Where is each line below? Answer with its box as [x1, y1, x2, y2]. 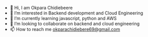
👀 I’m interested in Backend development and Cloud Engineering [10, 10, 143, 16]
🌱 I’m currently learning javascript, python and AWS [10, 15, 117, 21]
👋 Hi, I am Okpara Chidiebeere [10, 5, 73, 10]
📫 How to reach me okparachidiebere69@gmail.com [10, 26, 120, 32]
